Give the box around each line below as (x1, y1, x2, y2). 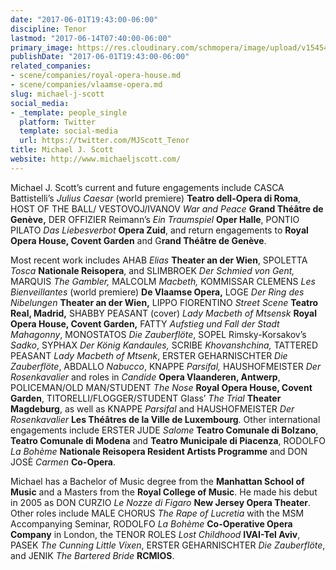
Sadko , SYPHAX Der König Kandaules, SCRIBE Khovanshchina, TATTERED (10, 339, 318, 351)
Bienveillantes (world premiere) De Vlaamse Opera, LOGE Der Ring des (10, 286, 305, 298)
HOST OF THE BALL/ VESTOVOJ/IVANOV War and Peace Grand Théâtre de (10, 202, 324, 215)
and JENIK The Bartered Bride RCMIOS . (10, 549, 175, 561)
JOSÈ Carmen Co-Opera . (10, 456, 117, 468)
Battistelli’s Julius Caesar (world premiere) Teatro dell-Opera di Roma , (10, 192, 302, 204)
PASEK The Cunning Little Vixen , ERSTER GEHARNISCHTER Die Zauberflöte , (10, 539, 326, 551)
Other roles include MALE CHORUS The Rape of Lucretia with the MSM (10, 507, 305, 519)
